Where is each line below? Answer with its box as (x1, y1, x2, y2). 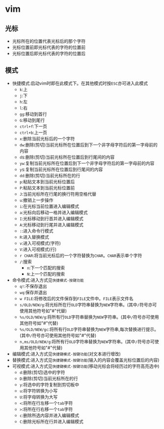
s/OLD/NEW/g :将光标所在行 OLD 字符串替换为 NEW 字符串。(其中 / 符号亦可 (19, 302, 157, 307)
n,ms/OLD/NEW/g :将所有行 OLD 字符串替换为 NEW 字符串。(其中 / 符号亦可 (19, 338, 155, 344)
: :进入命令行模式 (19, 228, 54, 234)
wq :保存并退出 (19, 289, 47, 295)
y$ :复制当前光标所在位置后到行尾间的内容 (19, 166, 103, 172)
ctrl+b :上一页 (19, 129, 48, 135)
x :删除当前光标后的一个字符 (19, 135, 75, 141)
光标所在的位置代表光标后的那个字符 (12, 38, 86, 44)
